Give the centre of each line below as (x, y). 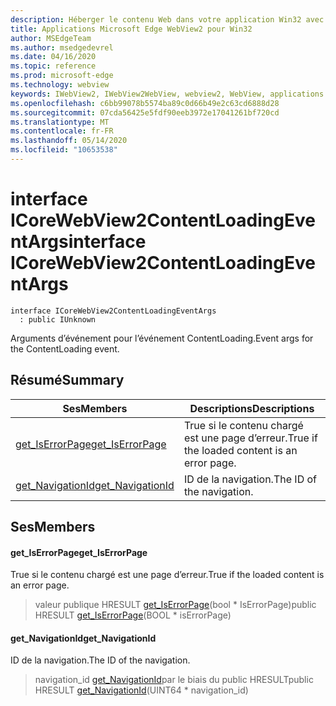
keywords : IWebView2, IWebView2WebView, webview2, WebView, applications (167, 94)
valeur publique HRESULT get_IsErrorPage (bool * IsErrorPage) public (175, 605)
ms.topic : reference (53, 66)
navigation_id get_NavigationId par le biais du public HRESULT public (174, 680)
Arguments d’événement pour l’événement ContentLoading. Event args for (162, 338)
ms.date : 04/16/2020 (53, 57)
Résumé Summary (67, 380)
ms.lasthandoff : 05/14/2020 (69, 141)
